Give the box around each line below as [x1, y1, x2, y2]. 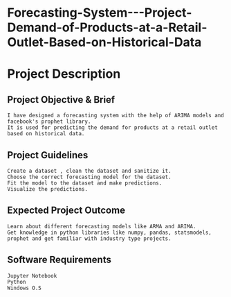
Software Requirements [7, 254, 112, 266]
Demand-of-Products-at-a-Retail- [7, 19, 207, 35]
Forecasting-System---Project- [7, 5, 192, 21]
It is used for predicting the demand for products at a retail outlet [7, 124, 218, 131]
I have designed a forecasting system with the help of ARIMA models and [7, 112, 225, 119]
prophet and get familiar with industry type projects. [7, 235, 172, 242]
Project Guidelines [7, 149, 89, 161]
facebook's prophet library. [7, 118, 91, 126]
